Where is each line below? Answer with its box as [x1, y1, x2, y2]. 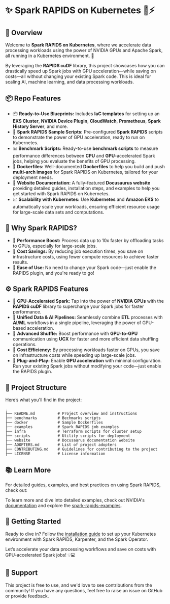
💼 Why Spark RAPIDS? [5, 224, 77, 232]
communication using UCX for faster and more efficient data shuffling [12, 336, 159, 342]
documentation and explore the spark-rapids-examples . [5, 503, 122, 509]
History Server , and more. [12, 123, 69, 129]
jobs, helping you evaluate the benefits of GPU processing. [12, 158, 136, 164]
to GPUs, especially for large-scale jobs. [12, 243, 97, 249]
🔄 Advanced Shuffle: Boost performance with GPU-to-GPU [12, 330, 138, 337]
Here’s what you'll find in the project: [5, 397, 82, 403]
